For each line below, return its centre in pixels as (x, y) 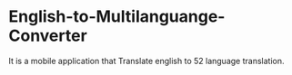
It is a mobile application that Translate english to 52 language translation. (146, 61)
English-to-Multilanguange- (117, 17)
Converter (48, 36)
